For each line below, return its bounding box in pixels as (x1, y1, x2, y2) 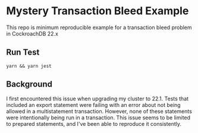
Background (6, 79, 52, 90)
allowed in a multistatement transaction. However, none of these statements (6, 107, 192, 115)
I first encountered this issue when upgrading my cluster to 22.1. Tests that (6, 95, 189, 102)
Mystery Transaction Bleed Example (6, 4, 189, 18)
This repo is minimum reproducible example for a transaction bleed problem (6, 24, 192, 31)
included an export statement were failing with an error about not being (6, 101, 181, 108)
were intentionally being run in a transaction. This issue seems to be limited (6, 114, 191, 121)
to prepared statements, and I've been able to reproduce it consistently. (6, 120, 182, 127)
